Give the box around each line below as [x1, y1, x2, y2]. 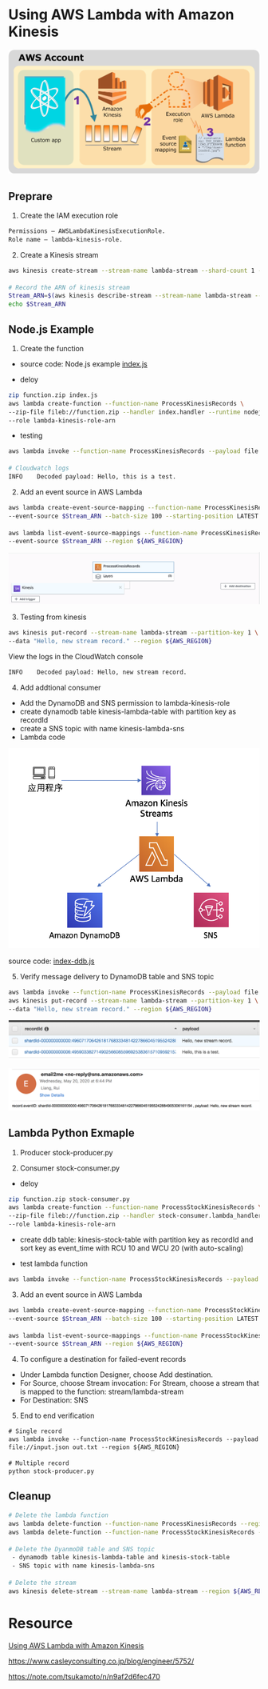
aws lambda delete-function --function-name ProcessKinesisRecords [8, 1519, 238, 1527]
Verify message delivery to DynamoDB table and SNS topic [19, 972, 215, 982]
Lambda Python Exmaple [8, 1127, 135, 1140]
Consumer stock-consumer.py [19, 1163, 120, 1173]
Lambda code [19, 732, 65, 742]
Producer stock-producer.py [19, 1147, 113, 1157]
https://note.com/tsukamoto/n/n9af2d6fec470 [8, 1671, 161, 1681]
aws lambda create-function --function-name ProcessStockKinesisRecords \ [8, 1203, 262, 1211]
